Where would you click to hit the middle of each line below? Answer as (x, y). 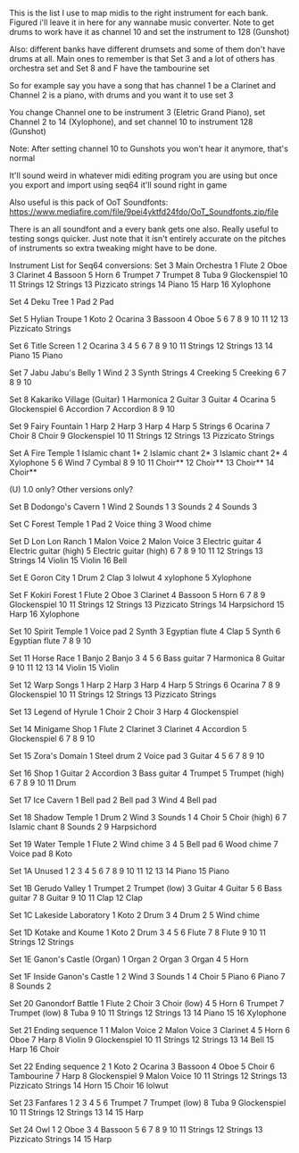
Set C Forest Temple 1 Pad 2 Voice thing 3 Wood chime (110, 524)
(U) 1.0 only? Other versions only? (71, 489)
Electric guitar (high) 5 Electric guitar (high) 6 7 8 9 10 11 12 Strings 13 (136, 551)
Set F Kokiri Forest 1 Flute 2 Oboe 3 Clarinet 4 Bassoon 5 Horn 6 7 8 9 (137, 595)
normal (22, 158)
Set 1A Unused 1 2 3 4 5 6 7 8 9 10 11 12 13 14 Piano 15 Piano (120, 871)
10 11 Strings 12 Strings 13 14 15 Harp (77, 1112)
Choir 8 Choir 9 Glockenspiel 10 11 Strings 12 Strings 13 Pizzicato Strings (142, 436)
